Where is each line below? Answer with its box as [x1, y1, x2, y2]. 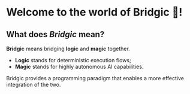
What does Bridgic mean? [6, 29, 105, 40]
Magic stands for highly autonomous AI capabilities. [14, 63, 144, 70]
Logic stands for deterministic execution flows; [14, 57, 131, 63]
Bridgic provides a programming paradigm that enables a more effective [6, 75, 185, 81]
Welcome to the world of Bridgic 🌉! [6, 5, 183, 19]
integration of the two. [6, 81, 61, 88]
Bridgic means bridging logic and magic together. [6, 45, 130, 52]
